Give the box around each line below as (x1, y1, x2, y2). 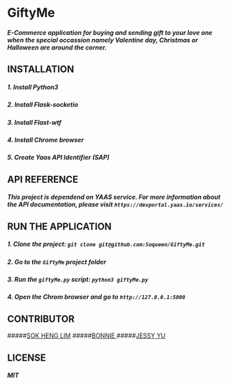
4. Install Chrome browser (7, 135, 84, 144)
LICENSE (7, 352, 47, 363)
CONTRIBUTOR (7, 312, 75, 325)
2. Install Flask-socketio (7, 100, 79, 109)
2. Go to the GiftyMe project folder (7, 257, 107, 266)
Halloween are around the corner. (7, 43, 107, 52)
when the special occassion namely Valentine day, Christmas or (7, 36, 199, 44)
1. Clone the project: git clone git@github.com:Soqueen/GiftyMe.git (7, 240, 206, 248)
